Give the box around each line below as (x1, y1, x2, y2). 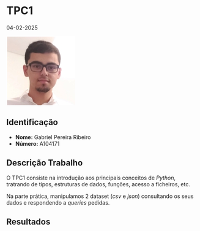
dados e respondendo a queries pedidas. (6, 199, 110, 206)
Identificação (6, 117, 58, 127)
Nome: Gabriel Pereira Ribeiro (15, 133, 91, 141)
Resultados (6, 216, 51, 227)
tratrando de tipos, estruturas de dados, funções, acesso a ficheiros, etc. (6, 180, 191, 187)
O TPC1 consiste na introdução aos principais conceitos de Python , (6, 174, 176, 181)
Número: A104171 (15, 140, 60, 147)
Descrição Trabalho (6, 157, 83, 169)
